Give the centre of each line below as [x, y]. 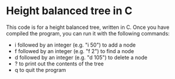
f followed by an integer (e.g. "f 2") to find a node [74, 51]
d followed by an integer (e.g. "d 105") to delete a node [81, 57]
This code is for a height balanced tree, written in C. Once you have [88, 27]
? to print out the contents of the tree [59, 64]
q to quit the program [40, 70]
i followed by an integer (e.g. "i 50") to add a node [75, 45]
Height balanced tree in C [69, 11]
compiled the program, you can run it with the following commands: [88, 33]
